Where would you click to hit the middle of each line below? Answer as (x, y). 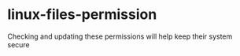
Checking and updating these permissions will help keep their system (120, 36)
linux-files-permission (82, 15)
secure (19, 44)
